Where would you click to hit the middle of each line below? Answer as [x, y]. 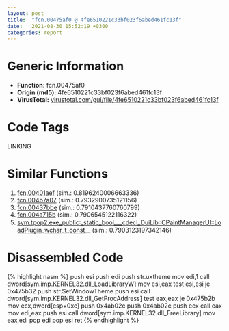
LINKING [19, 146]
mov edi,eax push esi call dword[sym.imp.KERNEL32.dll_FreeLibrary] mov [111, 313]
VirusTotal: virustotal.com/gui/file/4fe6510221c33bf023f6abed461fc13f [118, 100]
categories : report [35, 32]
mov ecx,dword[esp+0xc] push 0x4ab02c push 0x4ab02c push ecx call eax [114, 306]
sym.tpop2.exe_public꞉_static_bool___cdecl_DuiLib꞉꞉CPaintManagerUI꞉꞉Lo [119, 222]
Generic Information [66, 66]
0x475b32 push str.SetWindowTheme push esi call [79, 291]
